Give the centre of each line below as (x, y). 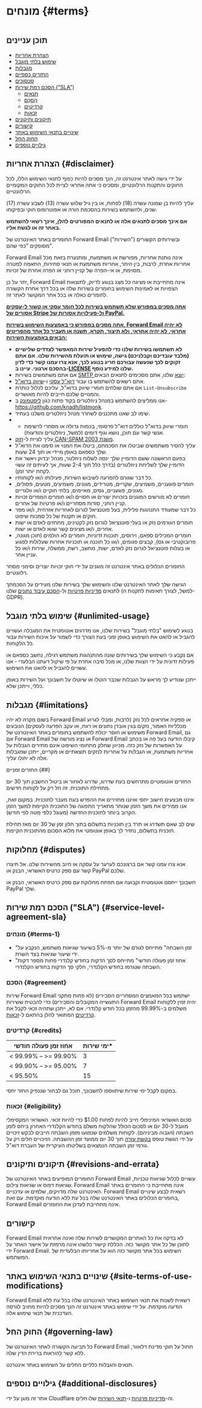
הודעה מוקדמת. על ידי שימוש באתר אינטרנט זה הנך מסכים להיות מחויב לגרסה (94, 1307)
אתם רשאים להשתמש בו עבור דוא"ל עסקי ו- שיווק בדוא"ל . (80, 381)
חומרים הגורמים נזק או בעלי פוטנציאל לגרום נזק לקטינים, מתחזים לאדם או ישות (104, 522)
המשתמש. (18, 1257)
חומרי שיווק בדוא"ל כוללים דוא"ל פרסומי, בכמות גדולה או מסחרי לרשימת (106, 426)
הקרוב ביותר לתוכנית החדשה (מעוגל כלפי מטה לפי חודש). (71, 812)
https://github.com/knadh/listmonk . (59, 407)
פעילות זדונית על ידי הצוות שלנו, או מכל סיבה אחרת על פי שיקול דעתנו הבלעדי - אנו (100, 661)
